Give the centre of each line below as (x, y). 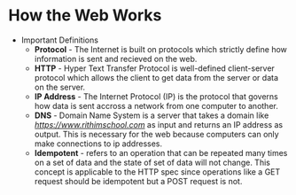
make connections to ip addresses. (98, 144)
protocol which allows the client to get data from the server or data (156, 77)
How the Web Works (85, 16)
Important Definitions (60, 40)
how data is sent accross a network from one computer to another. (156, 105)
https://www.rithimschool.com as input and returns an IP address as (159, 124)
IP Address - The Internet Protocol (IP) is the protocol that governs (156, 96)
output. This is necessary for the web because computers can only (157, 134)
